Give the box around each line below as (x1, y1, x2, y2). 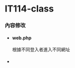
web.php (12, 35, 31, 41)
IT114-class (5, 3, 54, 15)
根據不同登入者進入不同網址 (12, 46, 70, 53)
